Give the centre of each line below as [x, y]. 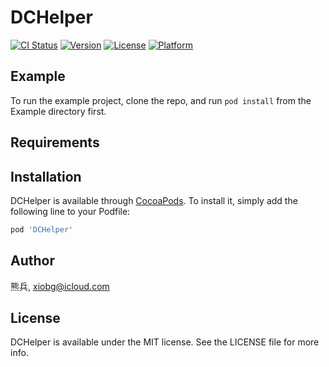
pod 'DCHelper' [42, 229]
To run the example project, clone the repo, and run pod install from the [161, 100]
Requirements [55, 142]
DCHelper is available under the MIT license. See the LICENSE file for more [165, 342]
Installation [46, 176]
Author [32, 261]
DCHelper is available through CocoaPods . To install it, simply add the [154, 200]
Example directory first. [58, 111]
